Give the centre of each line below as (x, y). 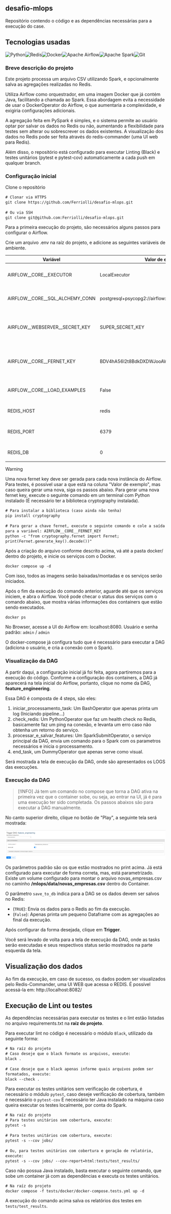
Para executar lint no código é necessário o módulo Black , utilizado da (79, 1033)
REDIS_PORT (21, 431)
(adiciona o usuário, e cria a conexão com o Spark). (59, 648)
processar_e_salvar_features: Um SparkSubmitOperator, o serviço (82, 735)
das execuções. (22, 767)
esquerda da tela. (24, 950)
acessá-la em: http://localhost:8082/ (44, 990)
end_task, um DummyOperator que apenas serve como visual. (78, 751)
